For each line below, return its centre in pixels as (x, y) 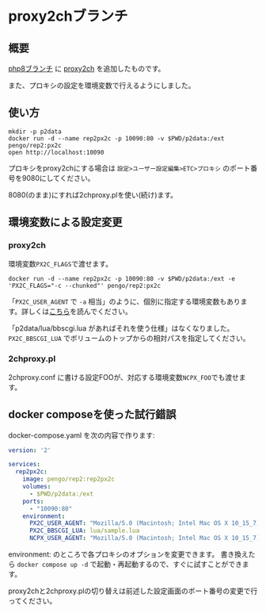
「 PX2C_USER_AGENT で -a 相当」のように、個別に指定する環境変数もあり (125, 301)
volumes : (37, 487)
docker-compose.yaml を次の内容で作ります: (82, 435)
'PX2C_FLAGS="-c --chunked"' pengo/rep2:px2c (84, 285)
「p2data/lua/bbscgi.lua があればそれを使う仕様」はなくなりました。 (121, 328)
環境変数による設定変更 (65, 222)
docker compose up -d (53, 565)
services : (25, 465)
